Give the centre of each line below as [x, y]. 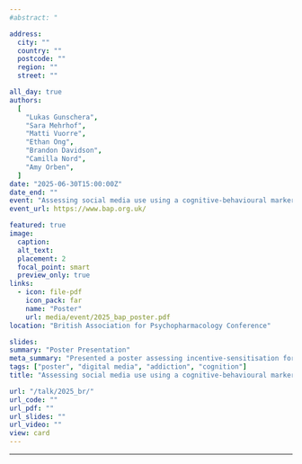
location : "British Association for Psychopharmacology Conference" [140, 326]
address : [26, 34]
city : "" [34, 42]
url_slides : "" [38, 416]
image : [22, 234]
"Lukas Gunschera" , [62, 117]
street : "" [38, 76]
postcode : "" [42, 59]
